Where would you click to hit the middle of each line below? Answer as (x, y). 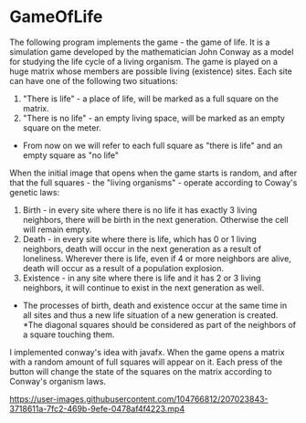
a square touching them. (69, 334)
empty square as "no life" (71, 155)
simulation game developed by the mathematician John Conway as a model (152, 51)
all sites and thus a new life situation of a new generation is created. (150, 315)
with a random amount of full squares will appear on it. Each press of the (146, 362)
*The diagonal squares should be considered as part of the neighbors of (159, 324)
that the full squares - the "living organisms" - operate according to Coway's (153, 182)
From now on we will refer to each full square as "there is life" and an (153, 145)
